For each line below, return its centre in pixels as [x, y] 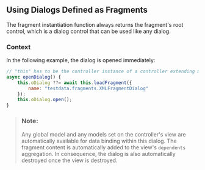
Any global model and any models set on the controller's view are [103, 134]
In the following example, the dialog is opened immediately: [81, 60]
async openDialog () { [34, 77]
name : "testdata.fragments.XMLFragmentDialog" [88, 88]
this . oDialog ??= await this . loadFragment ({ [75, 83]
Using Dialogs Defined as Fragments [77, 10]
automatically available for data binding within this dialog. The [99, 141]
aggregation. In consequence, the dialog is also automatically [98, 154]
